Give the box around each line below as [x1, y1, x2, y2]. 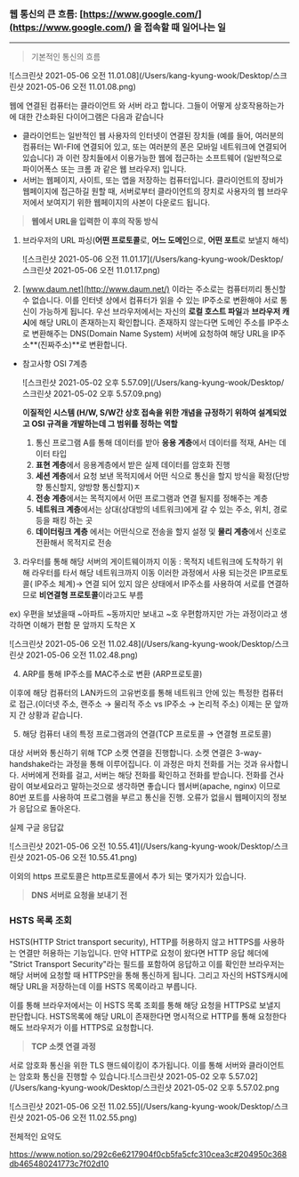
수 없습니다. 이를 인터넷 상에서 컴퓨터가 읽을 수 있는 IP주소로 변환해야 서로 [21, 295, 279, 306]
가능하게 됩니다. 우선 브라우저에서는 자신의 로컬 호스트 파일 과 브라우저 [38, 306, 281, 317]
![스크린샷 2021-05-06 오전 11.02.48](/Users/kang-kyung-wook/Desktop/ [9, 639, 275, 649]
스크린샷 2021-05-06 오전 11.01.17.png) [21, 265, 160, 276]
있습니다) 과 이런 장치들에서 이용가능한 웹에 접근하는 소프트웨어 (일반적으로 [21, 153, 283, 164]
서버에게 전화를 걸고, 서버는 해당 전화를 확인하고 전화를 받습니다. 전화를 [20, 770, 268, 780]
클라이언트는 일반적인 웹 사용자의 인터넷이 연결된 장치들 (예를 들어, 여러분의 [21, 131, 285, 141]
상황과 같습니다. [28, 710, 83, 721]
